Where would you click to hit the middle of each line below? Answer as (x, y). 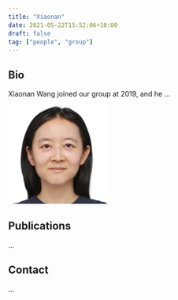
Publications (40, 226)
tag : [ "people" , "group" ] (50, 42)
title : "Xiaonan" (37, 17)
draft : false (30, 33)
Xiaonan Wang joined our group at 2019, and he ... (89, 94)
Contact (28, 270)
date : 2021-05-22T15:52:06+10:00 (63, 25)
